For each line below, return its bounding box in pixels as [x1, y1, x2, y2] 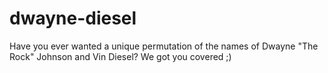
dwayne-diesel [9, 7, 137, 30]
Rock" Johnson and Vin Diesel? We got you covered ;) [9, 50, 232, 62]
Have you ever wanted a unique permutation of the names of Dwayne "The [9, 40, 319, 52]
